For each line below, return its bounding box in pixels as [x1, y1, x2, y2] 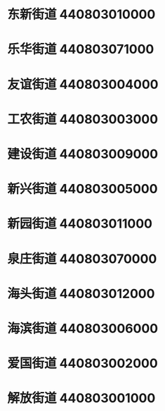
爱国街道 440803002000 [7, 355, 158, 372]
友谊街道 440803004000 [7, 76, 159, 92]
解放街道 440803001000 [7, 391, 156, 406]
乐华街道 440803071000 [7, 42, 154, 57]
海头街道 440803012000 [7, 286, 155, 302]
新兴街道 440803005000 [7, 181, 158, 197]
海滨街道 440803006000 [7, 320, 159, 336]
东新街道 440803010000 [7, 6, 156, 23]
